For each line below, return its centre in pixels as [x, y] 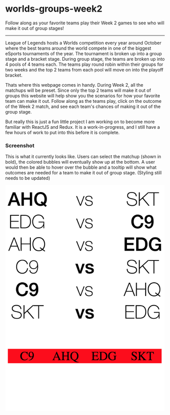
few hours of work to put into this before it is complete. [62, 132]
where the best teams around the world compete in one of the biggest [78, 48]
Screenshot [20, 145]
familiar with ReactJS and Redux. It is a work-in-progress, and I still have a [83, 127]
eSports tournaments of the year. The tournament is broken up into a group [83, 53]
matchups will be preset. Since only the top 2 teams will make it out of [78, 90]
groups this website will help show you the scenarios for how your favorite [83, 96]
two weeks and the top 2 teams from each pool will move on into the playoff [84, 69]
